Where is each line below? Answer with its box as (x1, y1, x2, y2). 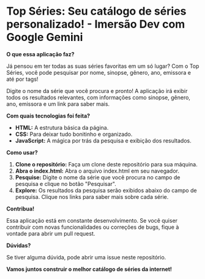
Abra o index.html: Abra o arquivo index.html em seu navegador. (15, 167, 179, 174)
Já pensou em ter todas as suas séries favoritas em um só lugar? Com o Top (6, 62, 199, 70)
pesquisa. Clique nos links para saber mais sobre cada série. (15, 193, 169, 200)
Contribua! (6, 205, 35, 212)
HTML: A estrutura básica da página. (15, 124, 109, 131)
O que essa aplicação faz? (6, 50, 75, 58)
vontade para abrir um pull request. (6, 229, 95, 237)
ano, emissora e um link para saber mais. (6, 100, 110, 108)
